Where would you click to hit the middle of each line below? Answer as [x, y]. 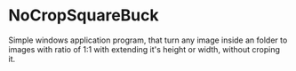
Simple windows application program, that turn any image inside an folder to [148, 40]
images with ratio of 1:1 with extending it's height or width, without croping [144, 49]
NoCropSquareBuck [84, 16]
